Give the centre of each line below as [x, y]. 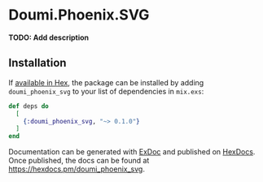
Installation [37, 63]
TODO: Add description [49, 37]
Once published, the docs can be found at [79, 161]
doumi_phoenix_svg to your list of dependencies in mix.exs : [106, 91]
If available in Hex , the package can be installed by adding [106, 82]
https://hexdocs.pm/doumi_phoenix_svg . [77, 169]
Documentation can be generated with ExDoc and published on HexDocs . [132, 152]
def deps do [28, 106]
